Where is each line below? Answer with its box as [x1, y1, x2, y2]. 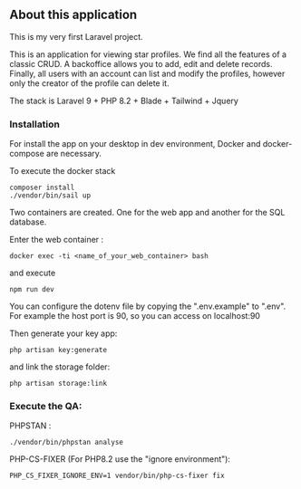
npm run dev [9, 285, 54, 294]
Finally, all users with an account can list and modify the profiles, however [9, 68, 286, 79]
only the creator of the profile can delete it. [9, 77, 170, 89]
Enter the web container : [9, 235, 104, 245]
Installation [9, 118, 61, 130]
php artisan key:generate [9, 346, 107, 355]
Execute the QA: [9, 400, 83, 413]
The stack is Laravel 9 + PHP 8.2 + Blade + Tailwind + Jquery [9, 95, 238, 106]
